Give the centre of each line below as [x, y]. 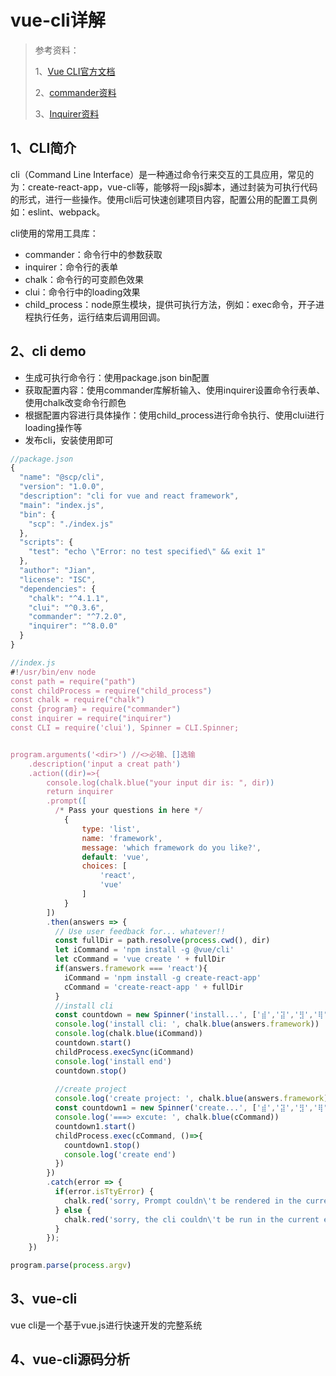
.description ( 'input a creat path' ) [105, 764]
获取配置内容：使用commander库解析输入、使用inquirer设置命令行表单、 [175, 390]
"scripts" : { [46, 542]
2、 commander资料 [75, 92]
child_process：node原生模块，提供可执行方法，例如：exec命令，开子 [170, 304]
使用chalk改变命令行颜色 [75, 402]
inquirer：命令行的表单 [71, 267]
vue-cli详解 [58, 20]
